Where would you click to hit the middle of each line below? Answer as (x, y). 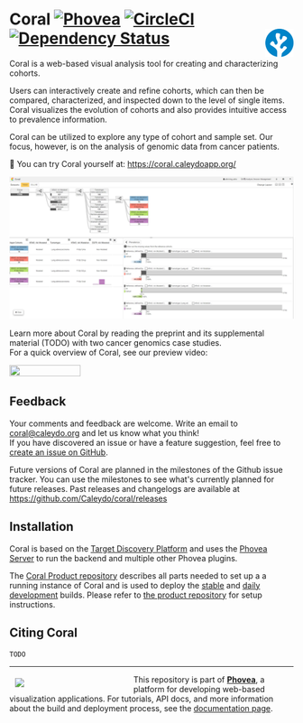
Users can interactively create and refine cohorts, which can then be (137, 90)
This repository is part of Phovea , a (199, 680)
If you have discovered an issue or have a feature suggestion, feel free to (145, 442)
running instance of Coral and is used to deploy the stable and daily (135, 585)
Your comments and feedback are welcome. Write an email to (124, 423)
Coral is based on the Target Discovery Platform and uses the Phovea (138, 548)
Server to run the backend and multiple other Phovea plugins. (124, 558)
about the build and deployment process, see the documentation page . (141, 709)
